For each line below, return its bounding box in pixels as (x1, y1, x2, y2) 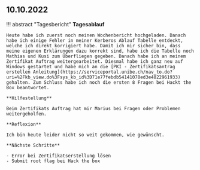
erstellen (6, 69, 31, 75)
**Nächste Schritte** (6, 142, 60, 148)
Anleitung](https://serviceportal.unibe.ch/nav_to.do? (32, 69, 172, 75)
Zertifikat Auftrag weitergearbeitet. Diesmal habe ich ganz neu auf (6, 58, 184, 65)
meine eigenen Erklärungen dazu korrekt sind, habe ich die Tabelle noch (6, 48, 195, 54)
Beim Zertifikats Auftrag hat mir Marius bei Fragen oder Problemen (6, 105, 181, 111)
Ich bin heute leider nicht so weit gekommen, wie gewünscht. (6, 132, 165, 138)
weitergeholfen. (6, 111, 47, 117)
